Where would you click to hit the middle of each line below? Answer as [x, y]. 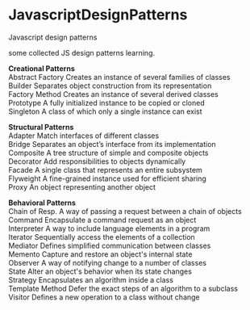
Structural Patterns [41, 127]
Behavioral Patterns [42, 203]
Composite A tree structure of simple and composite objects [108, 153]
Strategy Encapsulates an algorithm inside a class [91, 279]
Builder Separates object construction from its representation [110, 86]
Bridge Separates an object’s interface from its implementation [112, 144]
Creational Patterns [42, 68]
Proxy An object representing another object [82, 186]
